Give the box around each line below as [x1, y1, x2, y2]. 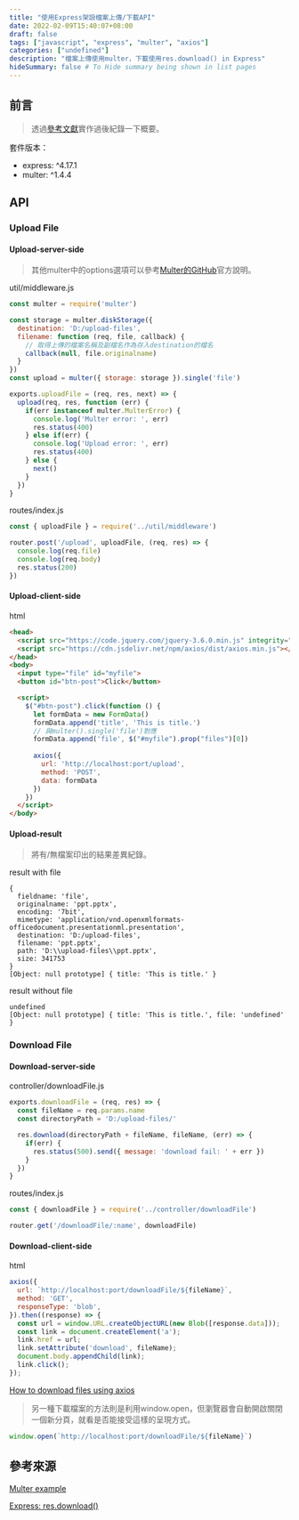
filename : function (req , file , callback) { [17, 332, 185, 341]
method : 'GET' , [17, 1294, 74, 1304]
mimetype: [17, 916, 53, 925]
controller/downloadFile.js [9, 1080, 105, 1091]
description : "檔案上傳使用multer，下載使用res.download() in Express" [9, 54, 266, 63]
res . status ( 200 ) [17, 562, 77, 572]
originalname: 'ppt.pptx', [17, 900, 117, 909]
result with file [9, 867, 61, 877]
